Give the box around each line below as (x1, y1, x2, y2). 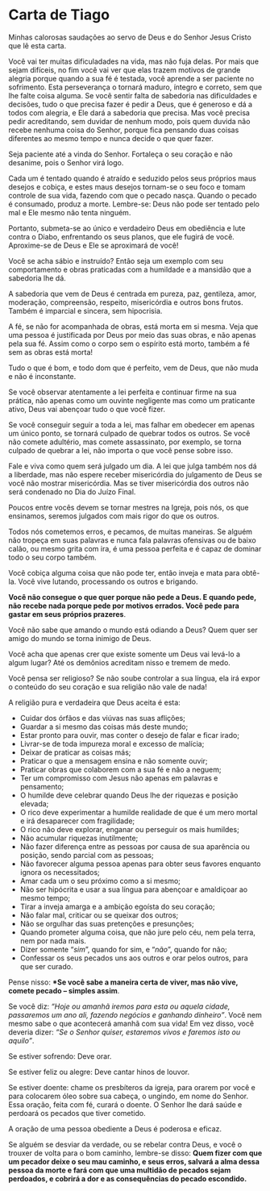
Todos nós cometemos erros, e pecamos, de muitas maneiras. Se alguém (8, 527, 252, 536)
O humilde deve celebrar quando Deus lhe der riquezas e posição (19, 790, 239, 800)
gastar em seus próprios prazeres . (8, 609, 127, 618)
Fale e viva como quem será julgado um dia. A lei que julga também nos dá (8, 461, 257, 471)
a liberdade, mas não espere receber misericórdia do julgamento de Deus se (8, 469, 263, 479)
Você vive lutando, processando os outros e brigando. (18, 577, 198, 586)
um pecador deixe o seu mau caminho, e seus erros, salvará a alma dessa (8, 1156, 260, 1166)
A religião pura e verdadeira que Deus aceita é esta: (8, 698, 181, 707)
